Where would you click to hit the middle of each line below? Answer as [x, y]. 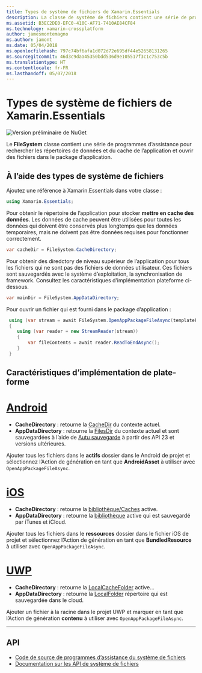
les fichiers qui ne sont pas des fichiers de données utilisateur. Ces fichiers [99, 267]
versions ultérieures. [40, 444]
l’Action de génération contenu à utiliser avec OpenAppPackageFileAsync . [95, 618]
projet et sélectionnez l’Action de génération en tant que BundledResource [99, 540]
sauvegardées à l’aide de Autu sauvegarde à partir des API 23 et [94, 438]
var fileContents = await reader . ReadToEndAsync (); [94, 343]
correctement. [24, 238]
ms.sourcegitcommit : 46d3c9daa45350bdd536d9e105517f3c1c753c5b [87, 57]
